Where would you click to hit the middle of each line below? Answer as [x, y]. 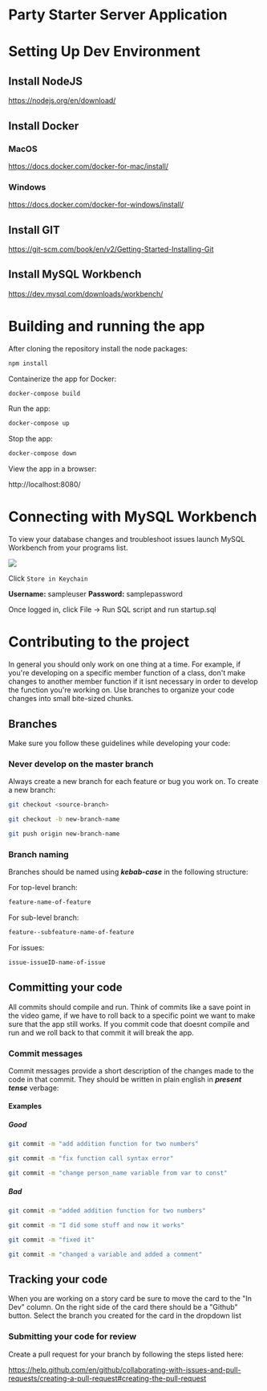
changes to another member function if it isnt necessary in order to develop [133, 682]
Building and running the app [107, 326]
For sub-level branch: [44, 917]
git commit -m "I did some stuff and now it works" [96, 1225]
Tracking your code [58, 1279]
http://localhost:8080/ [45, 485]
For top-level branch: [43, 888]
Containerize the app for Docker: [63, 379]
